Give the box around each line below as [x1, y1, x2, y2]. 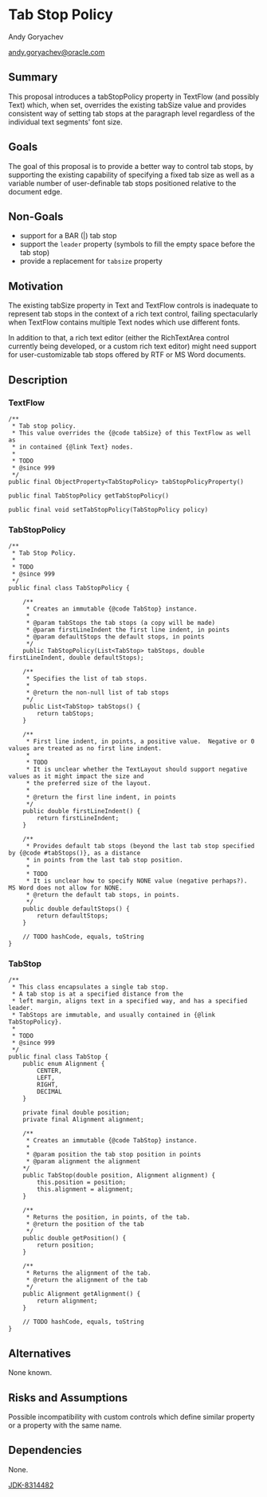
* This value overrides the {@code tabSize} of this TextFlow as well [11, 429, 251, 437]
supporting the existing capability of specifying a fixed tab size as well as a [8, 170, 255, 179]
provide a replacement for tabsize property [19, 257, 163, 266]
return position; [37, 1241, 94, 1249]
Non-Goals [8, 210, 64, 223]
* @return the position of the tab [26, 1220, 145, 1228]
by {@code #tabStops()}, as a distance [8, 849, 141, 858]
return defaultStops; [37, 912, 109, 920]
